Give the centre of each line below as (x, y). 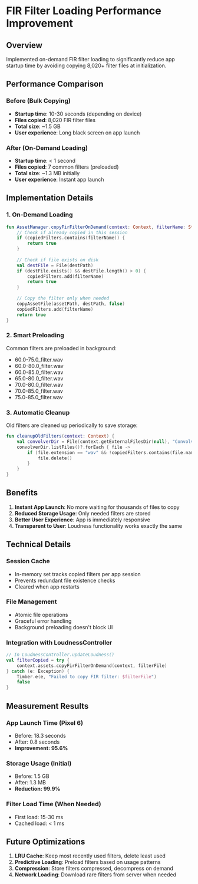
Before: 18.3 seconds (40, 735)
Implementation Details (50, 198)
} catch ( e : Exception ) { (38, 671)
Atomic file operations (41, 614)
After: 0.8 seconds (37, 742)
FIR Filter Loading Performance (84, 11)
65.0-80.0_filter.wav (39, 378)
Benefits (22, 493)
